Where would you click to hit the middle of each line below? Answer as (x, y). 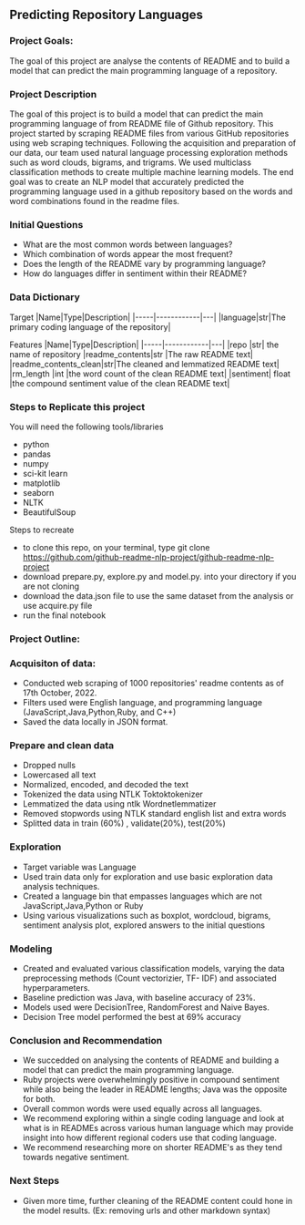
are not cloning (51, 586)
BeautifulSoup (49, 512)
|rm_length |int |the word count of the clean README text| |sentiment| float (150, 374)
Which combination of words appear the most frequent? (128, 254)
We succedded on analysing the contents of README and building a (151, 1060)
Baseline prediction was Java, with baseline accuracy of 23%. (139, 997)
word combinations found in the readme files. (95, 201)
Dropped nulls (49, 766)
